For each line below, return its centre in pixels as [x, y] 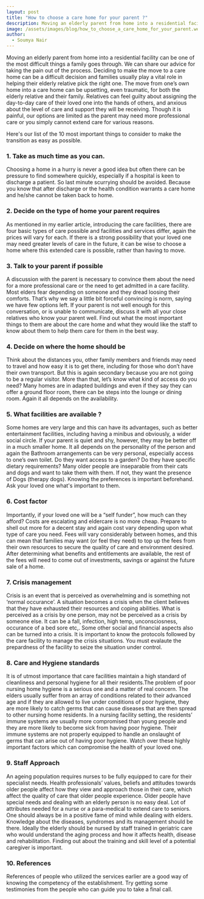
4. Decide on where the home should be [66, 346]
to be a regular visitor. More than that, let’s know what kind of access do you [102, 379]
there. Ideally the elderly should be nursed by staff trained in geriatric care [99, 828]
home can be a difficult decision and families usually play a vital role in [94, 77]
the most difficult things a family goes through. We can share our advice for [101, 64]
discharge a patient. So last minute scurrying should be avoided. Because [98, 182]
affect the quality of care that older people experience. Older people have [98, 796]
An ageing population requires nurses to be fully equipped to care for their [99, 776]
